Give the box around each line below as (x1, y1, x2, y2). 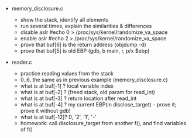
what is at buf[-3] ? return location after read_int (20, 95, 137, 102)
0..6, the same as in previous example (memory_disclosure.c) (20, 76, 168, 83)
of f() (20, 126, 33, 133)
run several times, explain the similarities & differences (20, 23, 152, 29)
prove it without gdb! (20, 108, 71, 114)
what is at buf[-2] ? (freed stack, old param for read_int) (20, 89, 155, 95)
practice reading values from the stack (20, 70, 114, 77)
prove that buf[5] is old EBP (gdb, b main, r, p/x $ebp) (20, 47, 150, 54)
